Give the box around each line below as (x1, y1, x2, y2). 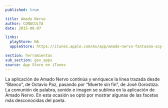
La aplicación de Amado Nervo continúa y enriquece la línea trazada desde (5, 76, 160, 82)
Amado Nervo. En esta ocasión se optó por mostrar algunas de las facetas (5, 92, 158, 98)
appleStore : (9, 44, 35, 49)
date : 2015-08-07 (5, 25, 41, 30)
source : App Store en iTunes (5, 62, 66, 67)
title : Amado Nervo (5, 16, 46, 21)
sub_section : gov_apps (5, 57, 52, 62)
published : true (5, 7, 39, 12)
